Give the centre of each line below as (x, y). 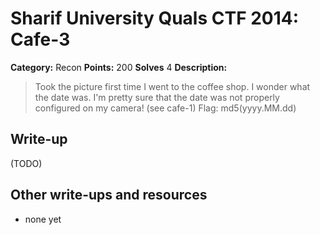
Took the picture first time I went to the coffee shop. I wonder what (172, 86)
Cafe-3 (40, 39)
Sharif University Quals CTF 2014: (155, 18)
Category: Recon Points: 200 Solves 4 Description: (119, 67)
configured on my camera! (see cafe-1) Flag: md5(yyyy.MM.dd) (165, 108)
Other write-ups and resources (109, 195)
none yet (43, 219)
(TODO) (26, 163)
